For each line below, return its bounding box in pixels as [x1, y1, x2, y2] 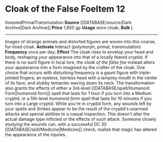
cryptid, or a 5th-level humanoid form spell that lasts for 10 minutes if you [5, 95, 152, 101]
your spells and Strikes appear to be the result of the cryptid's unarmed [5, 106, 148, 111]
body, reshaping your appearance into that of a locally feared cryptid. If [5, 54, 148, 60]
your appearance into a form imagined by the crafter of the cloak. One [5, 64, 146, 70]
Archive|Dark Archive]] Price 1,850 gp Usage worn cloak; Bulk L [5, 24, 134, 30]
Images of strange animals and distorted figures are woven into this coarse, [5, 38, 156, 44]
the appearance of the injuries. [5, 131, 66, 137]
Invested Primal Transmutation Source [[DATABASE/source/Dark [5, 19, 132, 25]
